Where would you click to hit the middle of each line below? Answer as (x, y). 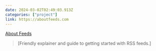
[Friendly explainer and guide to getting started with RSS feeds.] (84, 43)
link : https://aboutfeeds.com (37, 19)
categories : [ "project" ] (31, 15)
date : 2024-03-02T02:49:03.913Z (39, 10)
